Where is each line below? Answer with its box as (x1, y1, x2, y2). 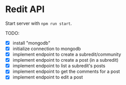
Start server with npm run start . (5, 20, 72, 26)
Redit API (5, 4, 45, 15)
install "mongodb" (12, 39, 51, 46)
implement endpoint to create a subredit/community (12, 52, 121, 58)
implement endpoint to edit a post (12, 74, 83, 80)
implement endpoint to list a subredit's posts (12, 63, 105, 69)
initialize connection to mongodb (12, 46, 81, 52)
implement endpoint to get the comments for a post (12, 68, 120, 74)
